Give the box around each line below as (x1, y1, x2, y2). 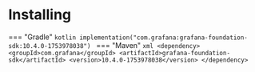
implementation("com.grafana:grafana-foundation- (79, 34, 248, 42)
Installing (8, 6, 72, 24)
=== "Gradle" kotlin (8, 32, 77, 42)
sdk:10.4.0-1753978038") (8, 42, 91, 50)
